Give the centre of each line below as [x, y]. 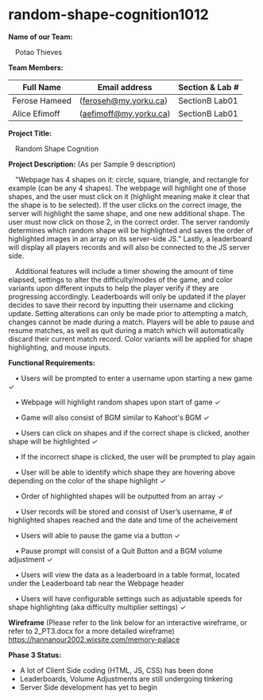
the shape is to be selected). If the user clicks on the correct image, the [125, 205]
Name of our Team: [41, 37]
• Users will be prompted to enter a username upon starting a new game [134, 378]
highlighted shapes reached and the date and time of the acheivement [123, 520]
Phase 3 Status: [35, 655]
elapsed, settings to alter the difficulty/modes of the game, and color [120, 280]
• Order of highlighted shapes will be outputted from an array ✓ [120, 496]
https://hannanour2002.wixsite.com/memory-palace [94, 639]
